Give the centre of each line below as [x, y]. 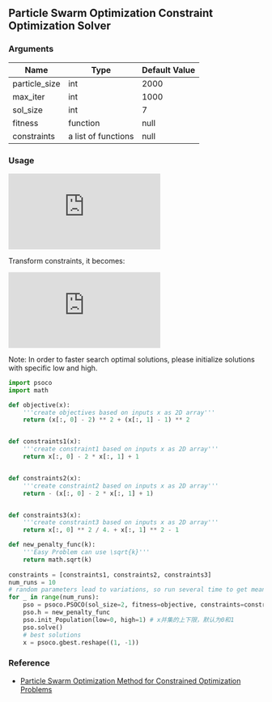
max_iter [29, 96]
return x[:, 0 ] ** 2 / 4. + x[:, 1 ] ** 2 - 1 [101, 530]
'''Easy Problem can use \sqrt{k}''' [87, 552]
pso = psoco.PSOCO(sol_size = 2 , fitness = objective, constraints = [134, 605]
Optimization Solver [59, 26]
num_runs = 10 [32, 582]
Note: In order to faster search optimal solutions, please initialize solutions [132, 359]
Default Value [168, 70]
